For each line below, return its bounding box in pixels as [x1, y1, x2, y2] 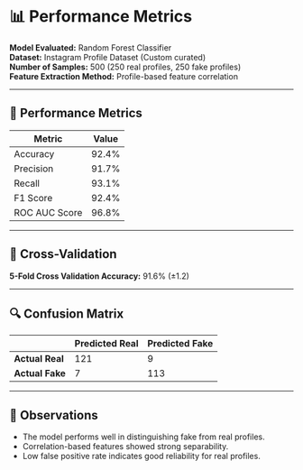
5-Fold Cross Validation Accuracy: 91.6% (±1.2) [9, 271, 189, 281]
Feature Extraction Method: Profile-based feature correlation [9, 70, 239, 81]
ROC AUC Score [14, 206, 83, 218]
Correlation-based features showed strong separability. [22, 441, 229, 452]
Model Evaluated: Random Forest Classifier [9, 41, 172, 53]
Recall [14, 177, 41, 189]
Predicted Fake [147, 337, 214, 350]
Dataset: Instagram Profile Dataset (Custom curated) [9, 51, 207, 62]
